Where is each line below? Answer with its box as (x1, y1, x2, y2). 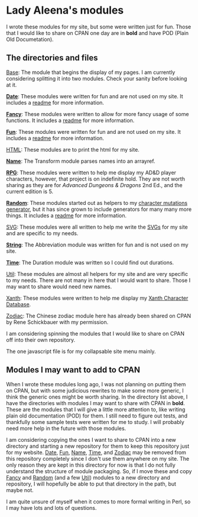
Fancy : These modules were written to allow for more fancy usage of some (6, 110, 189, 117)
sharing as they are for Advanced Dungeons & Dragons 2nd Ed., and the (6, 181, 183, 188)
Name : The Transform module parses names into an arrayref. (6, 158, 155, 165)
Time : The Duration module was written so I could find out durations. (6, 259, 174, 266)
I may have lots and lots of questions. (6, 504, 97, 511)
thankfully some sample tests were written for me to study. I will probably (6, 418, 184, 425)
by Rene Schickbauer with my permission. (6, 318, 109, 326)
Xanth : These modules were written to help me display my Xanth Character (6, 294, 189, 301)
